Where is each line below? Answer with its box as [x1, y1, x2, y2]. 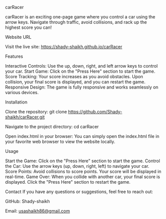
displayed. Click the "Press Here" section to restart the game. [5, 179, 131, 185]
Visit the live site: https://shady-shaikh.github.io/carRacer [5, 44, 122, 49]
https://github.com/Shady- [68, 109, 122, 114]
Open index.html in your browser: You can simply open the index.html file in [5, 133, 160, 139]
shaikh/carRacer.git [5, 114, 45, 120]
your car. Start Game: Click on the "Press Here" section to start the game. [5, 68, 156, 74]
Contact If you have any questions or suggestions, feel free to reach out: [5, 189, 154, 195]
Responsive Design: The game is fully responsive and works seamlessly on [5, 84, 159, 90]
